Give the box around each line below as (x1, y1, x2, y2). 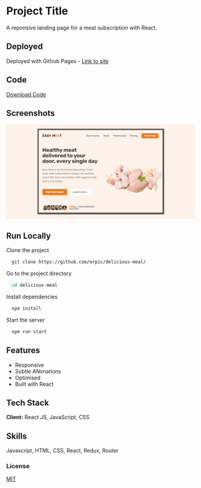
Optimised (14, 374, 41, 381)
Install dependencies (6, 293, 58, 300)
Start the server (6, 316, 45, 324)
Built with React (14, 380, 54, 388)
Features (6, 345, 40, 355)
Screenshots (6, 108, 55, 118)
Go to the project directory (6, 270, 72, 277)
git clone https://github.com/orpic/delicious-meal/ (11, 259, 146, 265)
